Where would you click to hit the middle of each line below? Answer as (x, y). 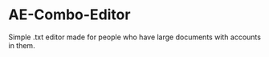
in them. (22, 45)
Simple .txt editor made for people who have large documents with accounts (134, 37)
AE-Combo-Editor (69, 15)
